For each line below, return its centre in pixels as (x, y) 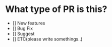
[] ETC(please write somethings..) (47, 39)
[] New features (29, 23)
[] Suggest (23, 33)
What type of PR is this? (56, 9)
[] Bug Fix (23, 28)
